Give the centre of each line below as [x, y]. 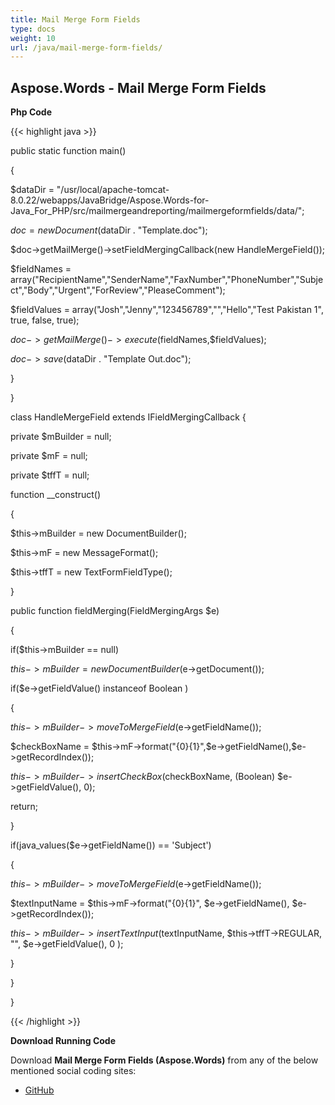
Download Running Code [63, 1041]
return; [24, 807]
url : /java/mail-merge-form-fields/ [86, 47]
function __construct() [56, 495]
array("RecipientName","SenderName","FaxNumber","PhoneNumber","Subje [167, 280]
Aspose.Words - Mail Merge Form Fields [138, 87]
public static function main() [68, 151]
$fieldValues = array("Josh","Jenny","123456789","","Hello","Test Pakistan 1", [167, 310]
